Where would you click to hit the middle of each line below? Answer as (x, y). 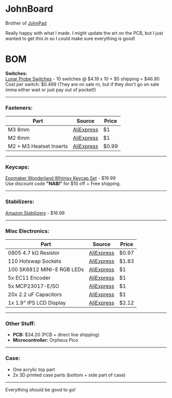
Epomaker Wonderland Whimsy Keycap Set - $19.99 (61, 178)
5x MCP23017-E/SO (34, 286)
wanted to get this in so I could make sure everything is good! (70, 38)
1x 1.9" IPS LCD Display (37, 303)
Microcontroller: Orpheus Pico (45, 340)
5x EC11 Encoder (29, 278)
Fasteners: (19, 108)
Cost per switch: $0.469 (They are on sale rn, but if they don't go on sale (82, 84)
